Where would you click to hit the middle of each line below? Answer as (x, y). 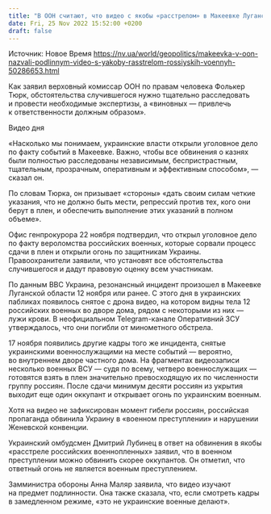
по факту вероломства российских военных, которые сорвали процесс (132, 244)
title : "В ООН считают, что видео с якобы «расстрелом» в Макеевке (124, 16)
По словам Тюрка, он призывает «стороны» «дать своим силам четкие (132, 194)
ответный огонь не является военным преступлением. (103, 469)
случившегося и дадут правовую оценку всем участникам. (111, 269)
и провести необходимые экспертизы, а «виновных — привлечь (120, 104)
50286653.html (34, 71)
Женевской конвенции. (48, 428)
